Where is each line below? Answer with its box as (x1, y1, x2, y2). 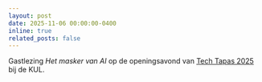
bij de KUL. (8, 65, 45, 75)
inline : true (8, 27, 52, 35)
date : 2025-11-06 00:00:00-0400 (8, 19, 117, 27)
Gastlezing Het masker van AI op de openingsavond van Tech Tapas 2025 (8, 56, 255, 66)
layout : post (8, 11, 52, 20)
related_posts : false (8, 34, 81, 43)
